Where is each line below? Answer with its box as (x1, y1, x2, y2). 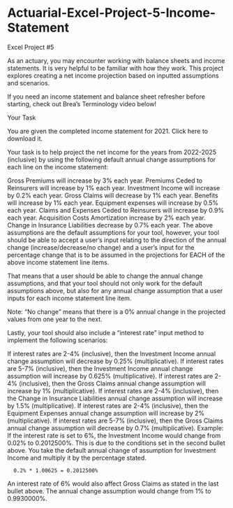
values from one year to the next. (7, 315, 103, 323)
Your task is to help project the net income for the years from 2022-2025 (7, 148, 217, 156)
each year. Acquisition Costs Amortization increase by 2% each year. (7, 213, 206, 222)
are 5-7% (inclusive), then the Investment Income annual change (7, 364, 193, 372)
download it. (7, 134, 43, 143)
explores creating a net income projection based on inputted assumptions (7, 71, 219, 80)
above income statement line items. (7, 257, 110, 267)
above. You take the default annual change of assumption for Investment (7, 446, 216, 454)
